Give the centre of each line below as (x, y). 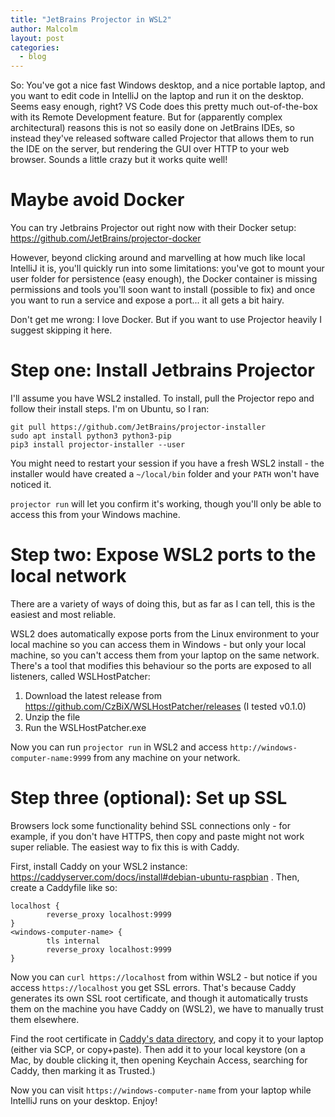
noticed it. (31, 484)
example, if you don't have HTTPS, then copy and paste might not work (157, 836)
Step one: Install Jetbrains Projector (162, 370)
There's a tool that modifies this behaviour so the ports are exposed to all (161, 665)
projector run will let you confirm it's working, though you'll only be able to (166, 504)
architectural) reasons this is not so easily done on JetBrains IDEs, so (152, 128)
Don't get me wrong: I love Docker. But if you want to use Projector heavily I (166, 320)
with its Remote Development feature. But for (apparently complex (146, 117)
